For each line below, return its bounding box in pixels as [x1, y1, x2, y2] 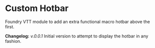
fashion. [5, 38, 22, 44]
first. [5, 24, 15, 29]
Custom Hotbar [5, 3, 69, 14]
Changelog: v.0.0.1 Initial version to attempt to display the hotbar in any [5, 33, 149, 39]
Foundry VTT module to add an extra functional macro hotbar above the [5, 19, 150, 24]
